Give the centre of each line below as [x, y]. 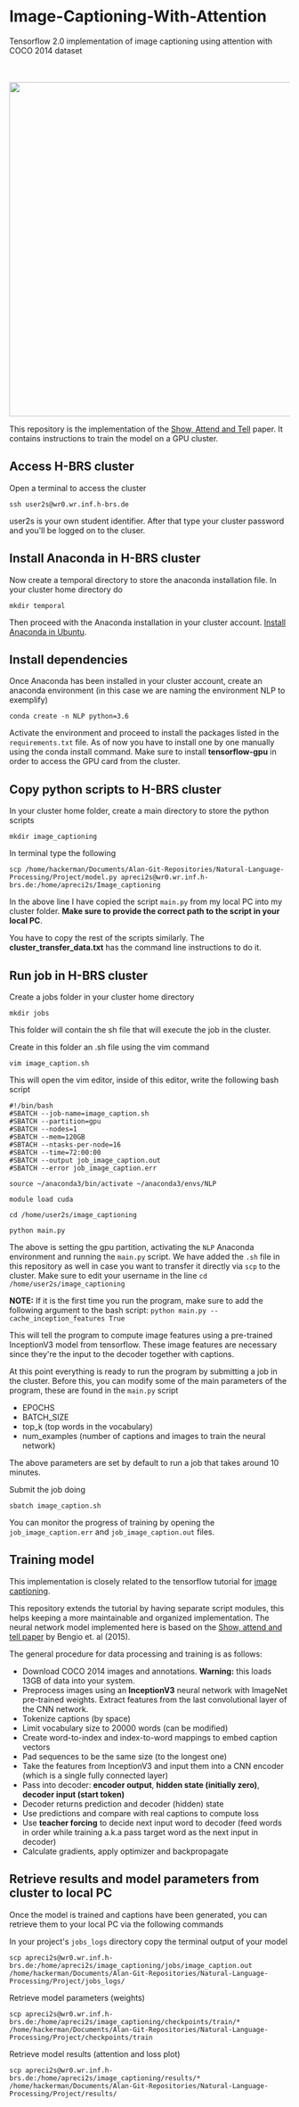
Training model [52, 1560]
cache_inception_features [57, 1319]
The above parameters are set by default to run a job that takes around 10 [144, 1463]
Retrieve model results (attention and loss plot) [95, 2054]
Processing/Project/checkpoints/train [81, 2037]
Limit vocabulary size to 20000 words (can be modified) [125, 1728]
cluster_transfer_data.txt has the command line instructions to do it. [136, 948]
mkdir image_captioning [53, 837]
